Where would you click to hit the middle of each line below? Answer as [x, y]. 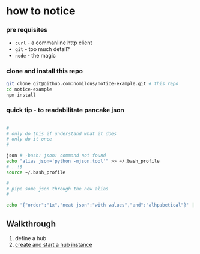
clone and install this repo [44, 71]
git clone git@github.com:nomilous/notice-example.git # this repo [92, 83]
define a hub [31, 238]
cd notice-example [29, 89]
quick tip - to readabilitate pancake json [65, 110]
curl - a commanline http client [53, 43]
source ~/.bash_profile [36, 172]
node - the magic [35, 56]
